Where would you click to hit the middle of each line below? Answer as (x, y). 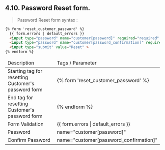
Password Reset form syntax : (47, 20)
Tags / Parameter (77, 63)
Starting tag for (25, 71)
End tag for (20, 98)
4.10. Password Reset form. (48, 8)
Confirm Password (29, 140)
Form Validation (26, 124)
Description (21, 63)
